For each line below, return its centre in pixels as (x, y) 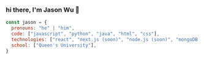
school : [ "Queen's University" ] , (54, 45)
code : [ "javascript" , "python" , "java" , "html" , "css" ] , (85, 34)
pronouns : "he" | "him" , (43, 28)
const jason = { (26, 23)
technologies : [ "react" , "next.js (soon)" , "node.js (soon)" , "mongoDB (105, 39)
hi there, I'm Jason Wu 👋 (43, 10)
